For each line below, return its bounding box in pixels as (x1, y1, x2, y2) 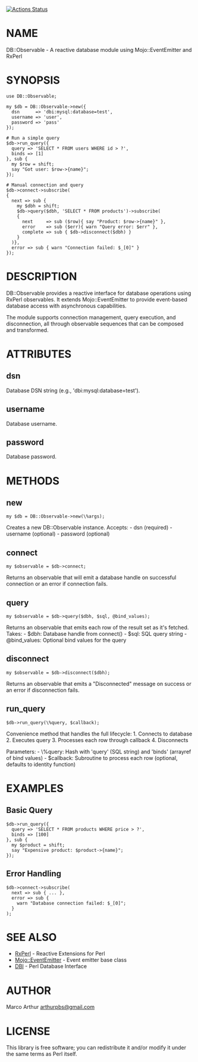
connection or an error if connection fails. (6, 580, 108, 587)
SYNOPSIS (6, 73, 61, 87)
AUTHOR (6, 984, 52, 997)
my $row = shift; (11, 161, 55, 167)
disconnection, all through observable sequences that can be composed (6, 320, 184, 327)
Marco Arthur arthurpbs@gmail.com (6, 1003, 95, 1011)
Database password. (6, 453, 57, 460)
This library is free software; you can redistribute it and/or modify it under (6, 1044, 187, 1051)
